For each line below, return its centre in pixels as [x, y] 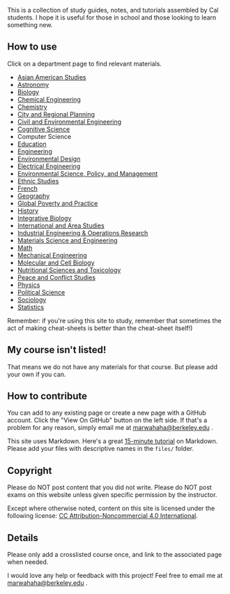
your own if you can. [37, 374]
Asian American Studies [52, 77]
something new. [30, 25]
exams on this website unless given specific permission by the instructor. [112, 495]
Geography [33, 195]
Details [23, 538]
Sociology [32, 299]
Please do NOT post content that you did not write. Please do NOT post [110, 487]
